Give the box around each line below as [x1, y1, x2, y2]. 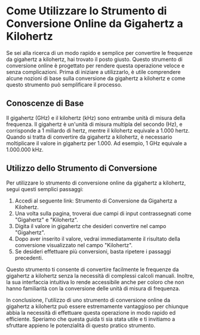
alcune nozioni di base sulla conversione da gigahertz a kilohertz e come [6, 75, 186, 82]
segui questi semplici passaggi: [6, 185, 84, 192]
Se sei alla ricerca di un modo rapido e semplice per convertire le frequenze [6, 49, 193, 56]
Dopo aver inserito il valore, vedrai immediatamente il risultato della [14, 235, 180, 242]
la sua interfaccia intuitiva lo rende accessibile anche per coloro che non [6, 278, 184, 285]
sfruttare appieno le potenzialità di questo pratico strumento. [6, 321, 156, 329]
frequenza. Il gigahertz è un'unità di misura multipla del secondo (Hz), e [6, 121, 183, 128]
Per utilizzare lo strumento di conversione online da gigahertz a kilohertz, [6, 179, 186, 186]
